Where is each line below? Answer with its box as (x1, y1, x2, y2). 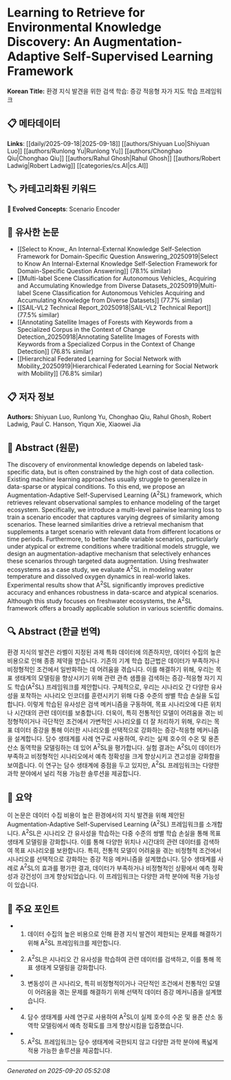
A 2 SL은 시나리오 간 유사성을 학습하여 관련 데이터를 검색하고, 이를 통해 (27, 953, 214, 963)
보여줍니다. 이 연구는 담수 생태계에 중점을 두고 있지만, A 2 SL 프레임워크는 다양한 (7, 759, 220, 769)
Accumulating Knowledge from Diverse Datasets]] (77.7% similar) (16, 296, 203, 304)
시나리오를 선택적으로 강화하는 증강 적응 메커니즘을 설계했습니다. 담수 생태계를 (7, 855, 217, 863)
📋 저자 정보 (7, 391, 55, 403)
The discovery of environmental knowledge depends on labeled (7, 460, 188, 469)
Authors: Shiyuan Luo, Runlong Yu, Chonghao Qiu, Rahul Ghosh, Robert (7, 413, 212, 421)
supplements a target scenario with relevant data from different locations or (7, 527, 221, 536)
